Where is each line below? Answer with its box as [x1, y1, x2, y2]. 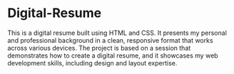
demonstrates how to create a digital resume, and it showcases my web [7, 51, 219, 60]
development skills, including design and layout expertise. [7, 58, 178, 67]
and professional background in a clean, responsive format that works [7, 36, 213, 44]
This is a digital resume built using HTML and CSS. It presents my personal [7, 28, 227, 37]
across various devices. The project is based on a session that [7, 43, 191, 52]
